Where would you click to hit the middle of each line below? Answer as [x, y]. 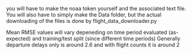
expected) [19, 38]
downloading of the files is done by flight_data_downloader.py [82, 21]
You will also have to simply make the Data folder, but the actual [84, 15]
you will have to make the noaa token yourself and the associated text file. [96, 9]
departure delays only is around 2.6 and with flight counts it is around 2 [93, 45]
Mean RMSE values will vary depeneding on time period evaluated [87, 32]
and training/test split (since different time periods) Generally [106, 38]
